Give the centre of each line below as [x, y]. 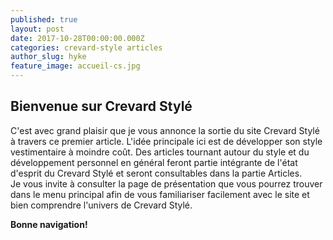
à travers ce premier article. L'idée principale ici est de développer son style [166, 141]
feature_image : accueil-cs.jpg [75, 66]
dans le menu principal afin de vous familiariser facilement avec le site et [160, 194]
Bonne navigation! [49, 224]
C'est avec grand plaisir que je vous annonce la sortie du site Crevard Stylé [165, 130]
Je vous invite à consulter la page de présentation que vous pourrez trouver [166, 183]
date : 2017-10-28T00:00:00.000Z [77, 38]
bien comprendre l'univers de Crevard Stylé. [101, 205]
